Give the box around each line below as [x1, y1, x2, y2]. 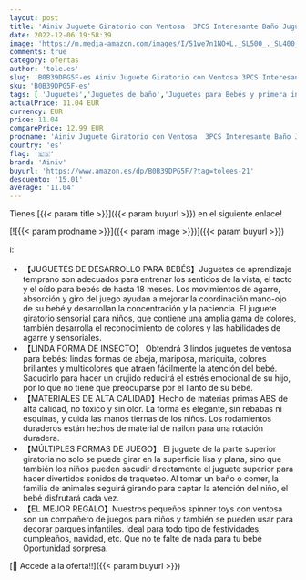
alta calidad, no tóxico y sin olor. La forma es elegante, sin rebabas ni [22, 404, 282, 415]
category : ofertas [9, 56, 79, 65]
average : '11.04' [9, 184, 76, 193]
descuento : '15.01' [9, 174, 84, 184]
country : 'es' [9, 141, 64, 150]
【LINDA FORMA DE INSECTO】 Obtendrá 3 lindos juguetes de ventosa [22, 343, 291, 354]
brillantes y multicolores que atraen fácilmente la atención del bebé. [22, 363, 278, 374]
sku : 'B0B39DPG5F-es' [9, 81, 92, 90]
